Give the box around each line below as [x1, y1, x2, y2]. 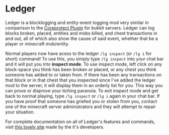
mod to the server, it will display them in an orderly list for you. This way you [5, 82, 163, 88]
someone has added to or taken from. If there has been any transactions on [5, 71, 162, 77]
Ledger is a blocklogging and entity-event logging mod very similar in [5, 19, 149, 25]
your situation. [5, 108, 35, 115]
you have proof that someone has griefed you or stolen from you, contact [5, 98, 157, 104]
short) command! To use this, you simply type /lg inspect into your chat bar [5, 55, 164, 61]
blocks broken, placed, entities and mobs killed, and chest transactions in [5, 30, 157, 36]
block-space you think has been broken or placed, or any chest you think [5, 66, 157, 72]
